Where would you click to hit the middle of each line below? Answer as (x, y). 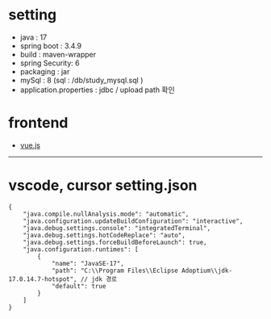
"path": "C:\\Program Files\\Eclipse (115, 271)
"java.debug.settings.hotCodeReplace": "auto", (104, 235)
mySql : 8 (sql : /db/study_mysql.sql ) (81, 80)
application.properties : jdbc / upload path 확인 (97, 90)
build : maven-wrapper (58, 54)
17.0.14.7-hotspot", (43, 279)
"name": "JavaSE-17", (88, 263)
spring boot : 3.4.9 (51, 45)
